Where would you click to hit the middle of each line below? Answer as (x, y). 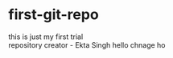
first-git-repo (54, 15)
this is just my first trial (46, 37)
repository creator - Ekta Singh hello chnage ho (87, 44)
